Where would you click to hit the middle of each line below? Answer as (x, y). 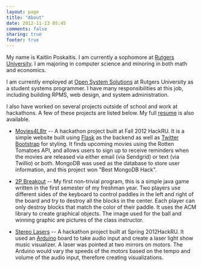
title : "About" (25, 18)
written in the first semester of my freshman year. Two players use (98, 188)
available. (18, 119)
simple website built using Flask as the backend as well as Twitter (97, 137)
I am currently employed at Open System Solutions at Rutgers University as (100, 82)
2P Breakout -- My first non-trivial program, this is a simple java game (102, 181)
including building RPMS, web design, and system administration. (88, 95)
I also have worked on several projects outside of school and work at (92, 106)
